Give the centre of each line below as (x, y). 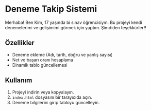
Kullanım (19, 81)
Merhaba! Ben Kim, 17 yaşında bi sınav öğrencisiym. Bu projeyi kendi (74, 22)
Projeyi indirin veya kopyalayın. (43, 92)
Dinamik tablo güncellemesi (40, 65)
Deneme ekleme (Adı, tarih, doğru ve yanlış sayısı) (62, 55)
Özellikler (20, 43)
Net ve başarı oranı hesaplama (43, 60)
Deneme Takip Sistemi (51, 9)
